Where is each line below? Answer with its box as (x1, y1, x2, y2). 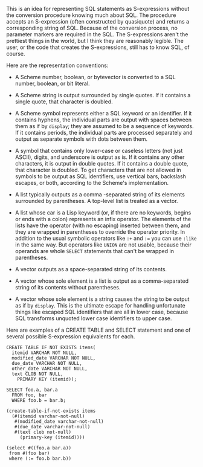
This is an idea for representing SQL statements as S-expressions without (6, 5, 190, 12)
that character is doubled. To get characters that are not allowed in (14, 166, 181, 173)
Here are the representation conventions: (6, 62, 109, 69)
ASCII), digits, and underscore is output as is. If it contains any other (14, 153, 185, 161)
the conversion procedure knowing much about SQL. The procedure (6, 11, 176, 19)
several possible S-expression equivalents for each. (6, 333, 135, 340)
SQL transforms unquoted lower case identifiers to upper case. (14, 315, 172, 322)
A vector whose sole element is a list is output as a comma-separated (14, 277, 189, 285)
